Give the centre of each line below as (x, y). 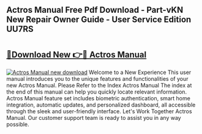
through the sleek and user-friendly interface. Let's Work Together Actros (99, 111)
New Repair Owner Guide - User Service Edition (99, 20)
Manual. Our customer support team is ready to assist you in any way (94, 118)
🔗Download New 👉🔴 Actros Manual (77, 54)
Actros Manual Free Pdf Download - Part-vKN (95, 10)
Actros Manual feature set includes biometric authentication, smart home (99, 98)
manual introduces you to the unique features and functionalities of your (97, 79)
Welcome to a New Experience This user (140, 72)
